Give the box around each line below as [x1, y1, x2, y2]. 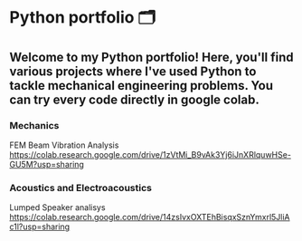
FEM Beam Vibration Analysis [9, 140, 119, 150]
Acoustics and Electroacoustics [9, 181, 152, 194]
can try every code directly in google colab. [9, 92, 260, 107]
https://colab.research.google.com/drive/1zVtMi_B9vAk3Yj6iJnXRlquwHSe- [9, 149, 292, 159]
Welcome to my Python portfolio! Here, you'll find [9, 49, 294, 64]
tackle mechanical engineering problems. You [9, 78, 274, 93]
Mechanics [9, 119, 60, 131]
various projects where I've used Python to [9, 63, 257, 79]
